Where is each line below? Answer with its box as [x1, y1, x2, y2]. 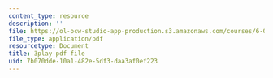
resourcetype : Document [8, 42, 89, 50]
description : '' [8, 19, 63, 28]
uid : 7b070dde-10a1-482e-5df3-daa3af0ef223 [8, 58, 158, 66]
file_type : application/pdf [8, 34, 104, 43]
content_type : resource [8, 11, 89, 20]
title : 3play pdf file [8, 50, 85, 58]
